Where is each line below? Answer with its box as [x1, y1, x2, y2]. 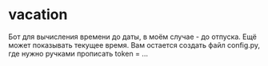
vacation [8, 6, 68, 24]
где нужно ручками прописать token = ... [8, 49, 148, 58]
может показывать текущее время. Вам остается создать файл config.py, [8, 40, 261, 49]
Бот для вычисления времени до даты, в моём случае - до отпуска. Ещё [8, 32, 258, 41]
